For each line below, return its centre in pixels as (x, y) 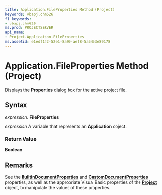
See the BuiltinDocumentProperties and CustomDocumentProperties (77, 177)
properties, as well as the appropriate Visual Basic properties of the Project (81, 182)
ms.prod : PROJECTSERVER (29, 28)
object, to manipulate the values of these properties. (58, 187)
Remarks (19, 165)
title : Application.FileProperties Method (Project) (60, 10)
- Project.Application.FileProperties (45, 37)
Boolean (14, 149)
